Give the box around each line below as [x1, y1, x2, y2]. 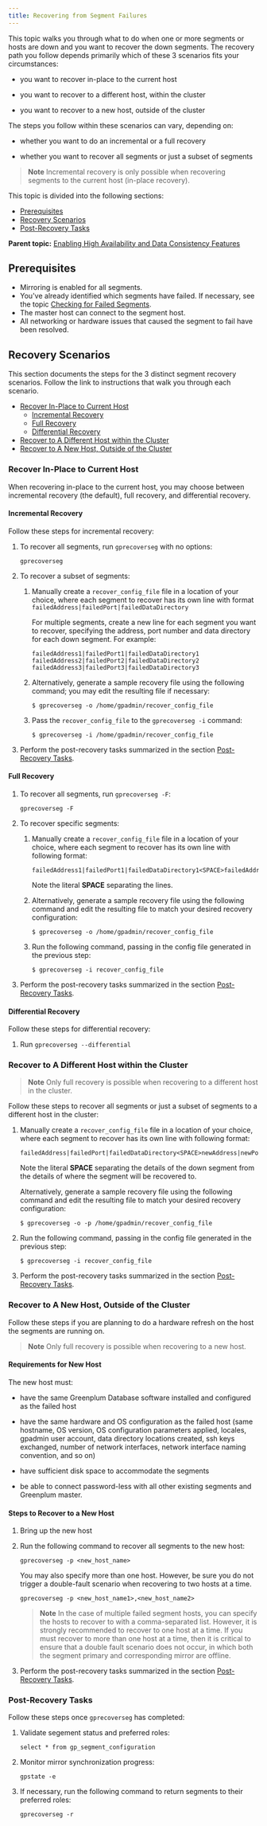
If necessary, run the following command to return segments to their [19, 1787, 244, 1797]
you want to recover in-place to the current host [19, 74, 177, 84]
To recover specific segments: [19, 818, 120, 828]
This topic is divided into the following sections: [8, 190, 164, 200]
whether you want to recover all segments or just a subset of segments [19, 151, 253, 161]
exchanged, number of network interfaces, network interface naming [19, 1442, 246, 1452]
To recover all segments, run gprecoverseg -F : [19, 789, 171, 799]
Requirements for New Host [8, 1359, 102, 1370]
